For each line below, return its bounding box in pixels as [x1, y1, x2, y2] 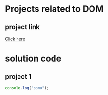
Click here [5, 36, 26, 42]
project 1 [5, 72, 32, 81]
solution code [5, 53, 62, 64]
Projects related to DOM [5, 3, 104, 15]
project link [5, 23, 40, 31]
